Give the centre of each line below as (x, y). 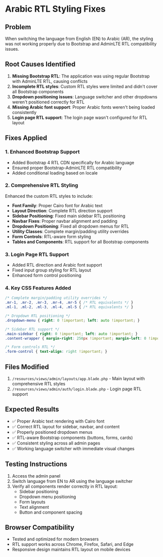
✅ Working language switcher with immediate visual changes (73, 448)
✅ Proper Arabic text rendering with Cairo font (58, 421)
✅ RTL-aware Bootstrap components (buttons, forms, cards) (73, 438)
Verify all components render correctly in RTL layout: (65, 486)
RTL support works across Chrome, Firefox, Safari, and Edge (73, 544)
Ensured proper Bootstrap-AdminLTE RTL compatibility (67, 168)
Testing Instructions (36, 464)
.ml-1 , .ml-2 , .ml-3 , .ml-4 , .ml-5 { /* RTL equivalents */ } (69, 307)
